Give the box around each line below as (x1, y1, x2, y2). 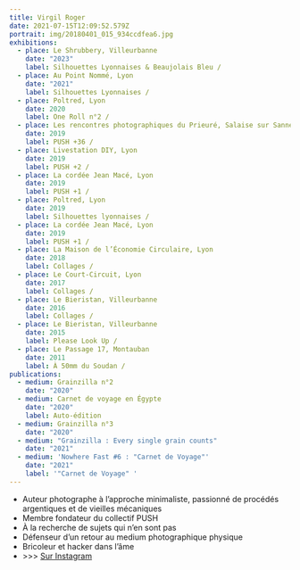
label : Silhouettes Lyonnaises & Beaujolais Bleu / (25, 63, 221, 72)
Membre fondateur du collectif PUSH (21, 512, 159, 523)
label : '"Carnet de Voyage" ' (25, 469, 138, 478)
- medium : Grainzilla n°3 (17, 419, 114, 428)
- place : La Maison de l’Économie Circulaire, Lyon (17, 245, 214, 254)
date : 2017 (25, 278, 66, 287)
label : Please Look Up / (25, 336, 118, 345)
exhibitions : (9, 37, 58, 47)
